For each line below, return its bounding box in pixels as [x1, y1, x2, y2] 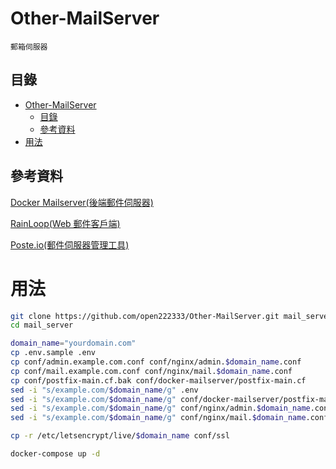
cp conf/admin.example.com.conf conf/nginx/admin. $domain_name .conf [10, 357, 302, 367]
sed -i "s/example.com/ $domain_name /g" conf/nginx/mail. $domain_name [10, 413, 307, 423]
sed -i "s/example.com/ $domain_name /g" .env [10, 385, 199, 395]
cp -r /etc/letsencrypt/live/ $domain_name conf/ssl [10, 431, 230, 441]
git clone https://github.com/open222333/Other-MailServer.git [10, 311, 280, 321]
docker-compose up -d [10, 449, 101, 459]
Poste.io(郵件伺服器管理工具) [10, 238, 130, 251]
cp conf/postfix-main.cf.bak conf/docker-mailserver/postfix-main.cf [10, 375, 307, 386]
